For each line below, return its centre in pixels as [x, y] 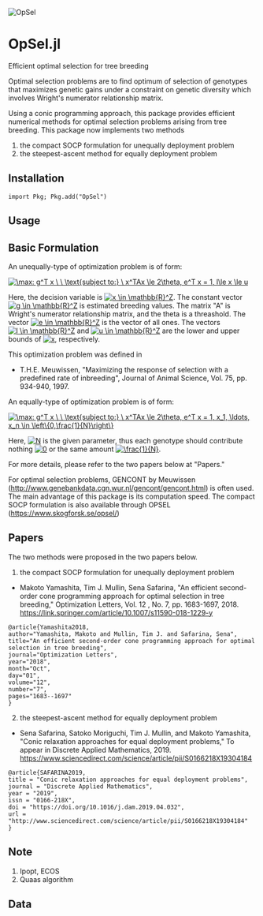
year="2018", [30, 662]
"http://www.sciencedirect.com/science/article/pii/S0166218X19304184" [128, 821]
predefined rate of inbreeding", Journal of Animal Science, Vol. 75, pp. [133, 378]
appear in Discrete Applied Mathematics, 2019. [95, 750]
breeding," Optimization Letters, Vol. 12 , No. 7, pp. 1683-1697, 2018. [129, 604]
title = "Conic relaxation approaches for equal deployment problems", [128, 780]
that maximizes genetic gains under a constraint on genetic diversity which [130, 89]
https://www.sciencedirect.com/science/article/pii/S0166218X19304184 [136, 758]
